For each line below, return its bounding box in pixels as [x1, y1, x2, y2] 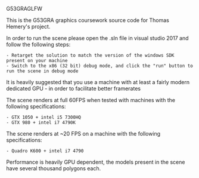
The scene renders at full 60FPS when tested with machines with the [6, 97, 176, 103]
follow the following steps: [6, 41, 71, 48]
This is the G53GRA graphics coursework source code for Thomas [6, 17, 170, 23]
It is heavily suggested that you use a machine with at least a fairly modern [6, 79, 190, 85]
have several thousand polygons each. [6, 165, 101, 172]
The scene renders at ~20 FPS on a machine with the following [6, 130, 161, 137]
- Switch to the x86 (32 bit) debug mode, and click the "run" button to [6, 63, 194, 69]
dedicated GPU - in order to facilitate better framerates [6, 85, 141, 92]
